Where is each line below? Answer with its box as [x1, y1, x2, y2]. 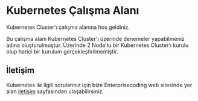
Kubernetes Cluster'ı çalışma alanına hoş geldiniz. [6, 23, 130, 31]
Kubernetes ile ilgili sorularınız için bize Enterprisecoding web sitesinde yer [6, 81, 193, 88]
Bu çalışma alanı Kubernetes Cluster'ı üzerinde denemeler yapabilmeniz [6, 35, 185, 42]
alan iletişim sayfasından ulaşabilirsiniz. [6, 88, 104, 95]
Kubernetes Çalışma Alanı [6, 4, 139, 17]
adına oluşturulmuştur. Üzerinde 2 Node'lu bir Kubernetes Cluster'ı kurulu [6, 41, 189, 49]
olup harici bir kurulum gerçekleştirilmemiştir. [6, 47, 118, 55]
